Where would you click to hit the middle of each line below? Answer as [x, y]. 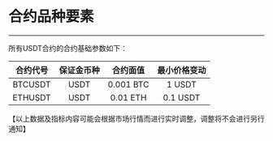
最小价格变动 [182, 70]
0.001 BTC [128, 84]
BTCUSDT [32, 84]
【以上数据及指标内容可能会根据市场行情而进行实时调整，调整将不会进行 [129, 118]
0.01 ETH [128, 97]
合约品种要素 [52, 17]
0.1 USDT [182, 97]
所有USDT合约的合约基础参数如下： [68, 48]
